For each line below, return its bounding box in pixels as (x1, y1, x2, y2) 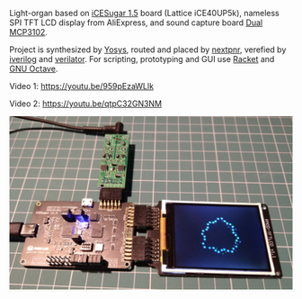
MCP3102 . (9, 27, 48, 37)
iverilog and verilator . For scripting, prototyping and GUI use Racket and (9, 54, 275, 64)
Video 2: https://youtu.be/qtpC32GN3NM (9, 98, 163, 109)
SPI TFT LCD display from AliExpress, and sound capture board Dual (9, 17, 263, 28)
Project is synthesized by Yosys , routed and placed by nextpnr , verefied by (9, 44, 287, 55)
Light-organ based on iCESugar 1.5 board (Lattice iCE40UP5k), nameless (9, 8, 280, 18)
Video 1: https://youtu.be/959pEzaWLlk (9, 81, 155, 91)
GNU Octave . (9, 63, 58, 74)
